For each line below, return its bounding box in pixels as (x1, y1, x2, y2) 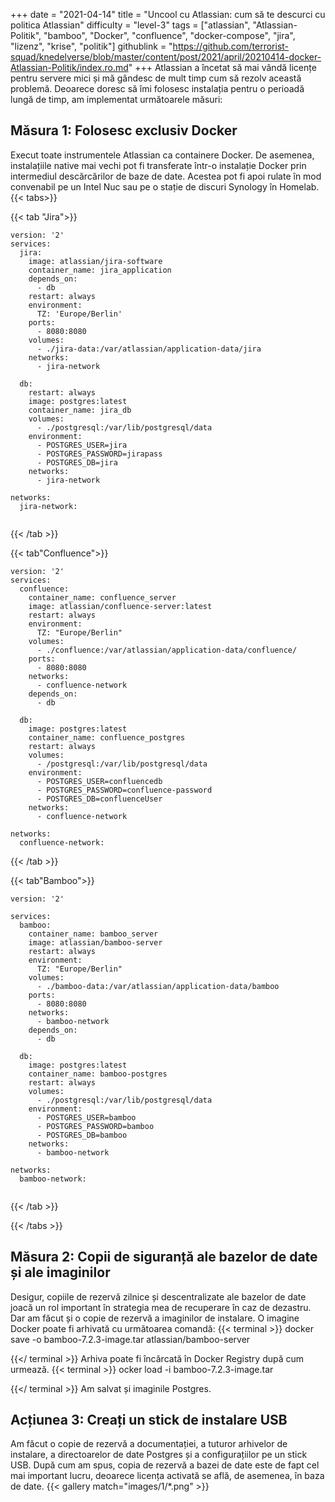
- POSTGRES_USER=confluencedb (36, 776, 163, 786)
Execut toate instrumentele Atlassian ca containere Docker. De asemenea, (10, 149, 315, 161)
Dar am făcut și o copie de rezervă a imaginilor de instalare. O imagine (10, 1312, 300, 1324)
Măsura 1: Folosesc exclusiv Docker (10, 122, 238, 139)
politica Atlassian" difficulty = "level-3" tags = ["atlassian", (10, 19, 251, 31)
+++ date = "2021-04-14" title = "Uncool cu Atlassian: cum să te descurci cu (10, 9, 326, 20)
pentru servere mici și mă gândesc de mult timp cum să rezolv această (10, 72, 302, 84)
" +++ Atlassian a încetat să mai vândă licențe (128, 62, 317, 73)
